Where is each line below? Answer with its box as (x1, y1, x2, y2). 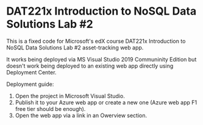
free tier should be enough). (15, 105, 86, 112)
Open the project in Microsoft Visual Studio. (15, 92, 125, 99)
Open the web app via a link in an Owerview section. (15, 112, 148, 119)
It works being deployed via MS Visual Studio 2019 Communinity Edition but (6, 55, 197, 63)
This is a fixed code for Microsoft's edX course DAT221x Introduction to (6, 37, 186, 45)
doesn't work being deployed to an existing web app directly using (6, 62, 174, 70)
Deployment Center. (6, 68, 57, 76)
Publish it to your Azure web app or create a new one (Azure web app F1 (15, 99, 197, 106)
